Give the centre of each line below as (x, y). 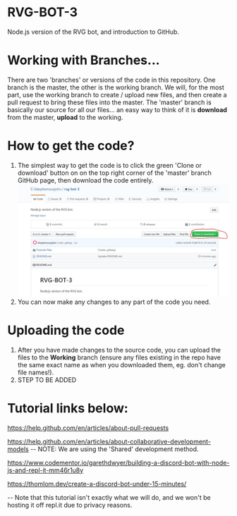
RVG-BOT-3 (43, 12)
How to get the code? (71, 146)
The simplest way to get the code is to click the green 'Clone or (110, 165)
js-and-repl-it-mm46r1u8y (45, 470)
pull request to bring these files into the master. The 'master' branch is (109, 102)
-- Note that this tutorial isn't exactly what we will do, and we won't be (109, 497)
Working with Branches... (84, 60)
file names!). (36, 372)
